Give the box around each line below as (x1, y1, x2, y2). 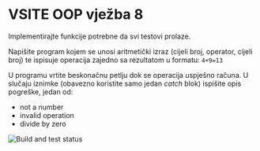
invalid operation (19, 110, 75, 120)
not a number (19, 102, 64, 112)
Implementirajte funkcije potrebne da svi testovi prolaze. (8, 31, 191, 41)
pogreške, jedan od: (8, 87, 73, 96)
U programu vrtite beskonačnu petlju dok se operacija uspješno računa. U (8, 70, 249, 79)
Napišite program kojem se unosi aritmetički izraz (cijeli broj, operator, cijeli (8, 46, 253, 56)
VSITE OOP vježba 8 (8, 6, 144, 24)
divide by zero (19, 119, 66, 128)
